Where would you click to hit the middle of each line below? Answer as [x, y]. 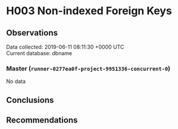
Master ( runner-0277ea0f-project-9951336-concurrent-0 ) [88, 68]
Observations [32, 33]
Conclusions [30, 100]
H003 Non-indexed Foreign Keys [89, 11]
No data [16, 82]
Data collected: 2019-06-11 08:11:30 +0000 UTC [65, 47]
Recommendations [42, 120]
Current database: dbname [39, 53]
